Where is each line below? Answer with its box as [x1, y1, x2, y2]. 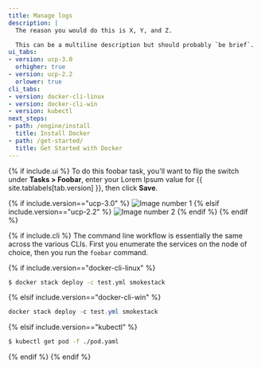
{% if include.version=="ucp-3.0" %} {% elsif [8, 198, 220, 207]
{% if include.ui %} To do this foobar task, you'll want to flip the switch [8, 166, 240, 176]
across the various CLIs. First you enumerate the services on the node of [8, 239, 247, 249]
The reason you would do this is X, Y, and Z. [15, 26, 173, 34]
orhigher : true [15, 63, 66, 72]
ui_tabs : [8, 48, 37, 56]
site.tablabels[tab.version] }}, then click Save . [8, 183, 158, 192]
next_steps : [8, 114, 48, 123]
